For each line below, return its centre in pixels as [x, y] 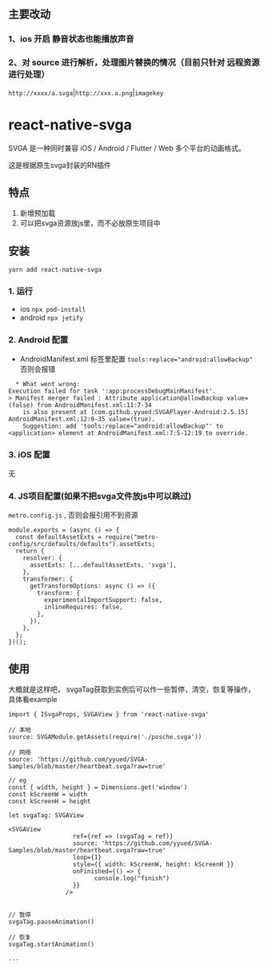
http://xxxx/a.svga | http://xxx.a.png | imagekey [86, 92]
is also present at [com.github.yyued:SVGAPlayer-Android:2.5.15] [136, 412]
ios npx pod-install [53, 309]
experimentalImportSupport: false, [103, 600]
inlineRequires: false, [84, 607]
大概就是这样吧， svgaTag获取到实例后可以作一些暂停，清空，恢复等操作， [132, 689]
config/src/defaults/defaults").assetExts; [82, 544]
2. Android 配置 [38, 340]
